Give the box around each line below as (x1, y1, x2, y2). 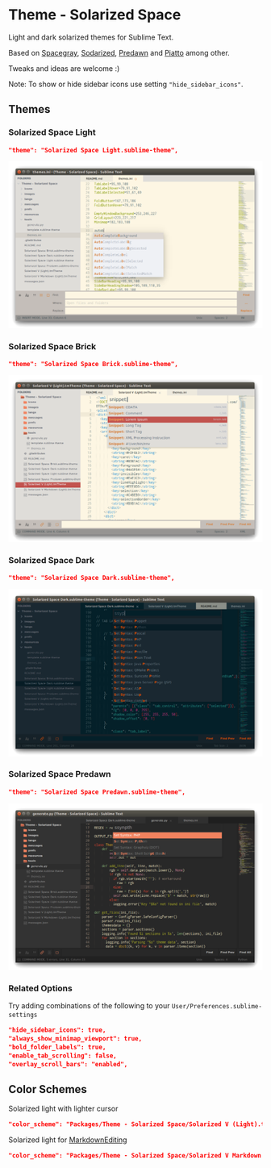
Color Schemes (8, 1082, 87, 1096)
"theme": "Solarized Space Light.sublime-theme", (8, 146, 179, 154)
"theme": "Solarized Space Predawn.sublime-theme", (8, 788, 186, 796)
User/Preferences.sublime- (171, 1003, 262, 1011)
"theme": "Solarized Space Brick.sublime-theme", (8, 361, 179, 369)
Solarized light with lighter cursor (8, 1103, 119, 1114)
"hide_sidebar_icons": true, (8, 1026, 106, 1034)
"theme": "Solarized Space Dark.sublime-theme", (8, 574, 175, 582)
